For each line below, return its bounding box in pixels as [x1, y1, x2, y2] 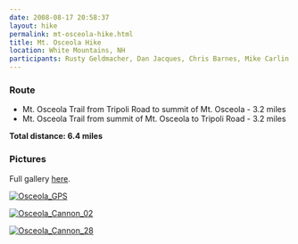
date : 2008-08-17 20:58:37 [9, 12, 110, 22]
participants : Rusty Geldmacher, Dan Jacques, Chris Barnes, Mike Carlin [9, 54, 290, 63]
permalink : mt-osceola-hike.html [9, 29, 134, 38]
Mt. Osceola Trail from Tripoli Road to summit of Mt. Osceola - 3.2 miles [21, 104, 286, 115]
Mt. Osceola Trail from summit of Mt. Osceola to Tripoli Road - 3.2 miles [21, 113, 286, 125]
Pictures [9, 153, 47, 166]
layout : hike [9, 21, 58, 30]
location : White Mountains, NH [9, 46, 126, 55]
